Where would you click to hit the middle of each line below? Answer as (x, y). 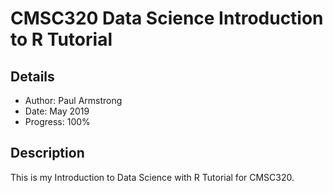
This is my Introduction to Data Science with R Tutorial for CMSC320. (152, 177)
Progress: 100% (57, 121)
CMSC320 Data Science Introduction (167, 18)
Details (32, 76)
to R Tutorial (61, 39)
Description (47, 153)
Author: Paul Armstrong (73, 100)
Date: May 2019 (57, 111)
